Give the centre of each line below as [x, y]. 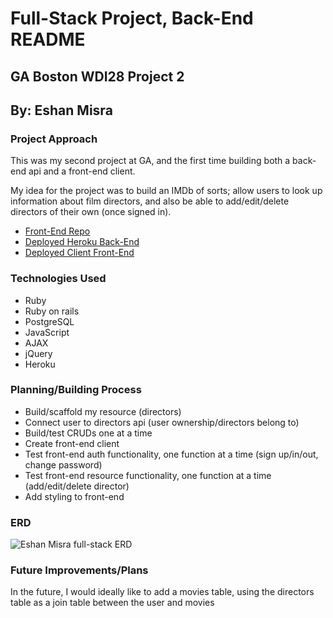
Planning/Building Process [76, 390]
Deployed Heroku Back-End [82, 242]
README [48, 39]
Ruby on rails [52, 311]
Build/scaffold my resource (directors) [103, 411]
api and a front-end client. [82, 171]
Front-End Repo [57, 231]
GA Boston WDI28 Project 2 [97, 76]
